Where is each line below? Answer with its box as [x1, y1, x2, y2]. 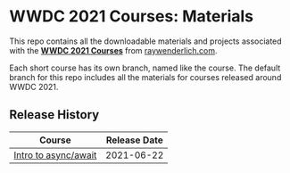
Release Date [105, 134, 163, 146]
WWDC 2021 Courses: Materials [9, 6, 254, 27]
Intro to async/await [13, 149, 97, 161]
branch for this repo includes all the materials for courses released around [9, 71, 282, 82]
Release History [9, 107, 100, 122]
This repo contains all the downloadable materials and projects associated [9, 36, 283, 46]
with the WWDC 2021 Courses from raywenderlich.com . [9, 45, 218, 55]
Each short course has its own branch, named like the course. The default [9, 62, 281, 73]
